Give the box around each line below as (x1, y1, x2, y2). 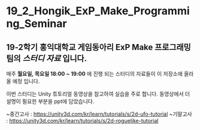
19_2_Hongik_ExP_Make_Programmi (6, 4, 190, 18)
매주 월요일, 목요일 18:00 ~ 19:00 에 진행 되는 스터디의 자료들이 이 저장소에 (6, 70, 183, 77)
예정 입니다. (12, 78, 40, 85)
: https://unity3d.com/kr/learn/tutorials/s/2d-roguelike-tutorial (6, 117, 159, 124)
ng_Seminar (6, 17, 67, 30)
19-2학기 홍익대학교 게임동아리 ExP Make (6, 42, 153, 52)
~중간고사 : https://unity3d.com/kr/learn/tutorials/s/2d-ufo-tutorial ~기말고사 (6, 110, 193, 117)
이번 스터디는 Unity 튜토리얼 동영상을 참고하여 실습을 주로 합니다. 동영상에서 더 (6, 91, 190, 97)
